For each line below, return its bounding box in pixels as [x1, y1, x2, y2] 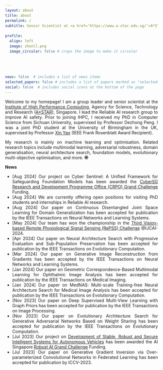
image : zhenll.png [9, 44, 47, 49]
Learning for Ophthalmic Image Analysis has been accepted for [12, 271, 158, 277]
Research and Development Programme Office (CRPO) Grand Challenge [12, 184, 158, 190]
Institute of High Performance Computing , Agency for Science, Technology [5, 104, 159, 109]
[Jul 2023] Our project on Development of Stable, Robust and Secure [12, 334, 158, 339]
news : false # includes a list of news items [5, 74, 101, 80]
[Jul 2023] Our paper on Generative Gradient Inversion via [12, 349, 144, 355]
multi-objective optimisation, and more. [5, 155, 83, 160]
